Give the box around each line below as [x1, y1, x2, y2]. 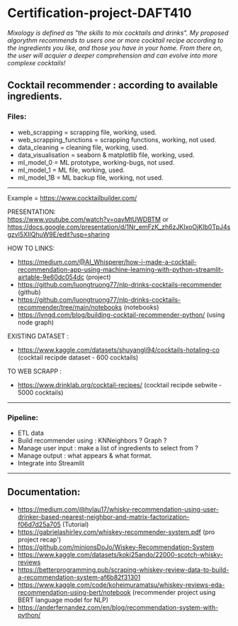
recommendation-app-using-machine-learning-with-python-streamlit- [17, 265, 224, 274]
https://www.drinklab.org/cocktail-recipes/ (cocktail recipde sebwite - [17, 380, 222, 389]
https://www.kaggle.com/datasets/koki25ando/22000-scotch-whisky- [17, 550, 223, 558]
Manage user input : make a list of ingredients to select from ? [17, 443, 198, 452]
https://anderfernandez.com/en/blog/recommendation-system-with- [17, 603, 219, 612]
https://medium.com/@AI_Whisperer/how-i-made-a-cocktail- [17, 257, 197, 266]
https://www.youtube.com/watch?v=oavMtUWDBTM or [7, 215, 169, 223]
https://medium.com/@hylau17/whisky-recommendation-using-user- [17, 504, 220, 513]
